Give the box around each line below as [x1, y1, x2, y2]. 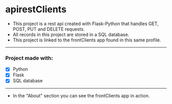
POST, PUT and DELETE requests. [12, 26, 85, 32]
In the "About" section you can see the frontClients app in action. [12, 93, 150, 99]
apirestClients [5, 4, 67, 15]
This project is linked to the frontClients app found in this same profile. [12, 37, 161, 43]
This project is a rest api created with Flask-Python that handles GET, [12, 20, 159, 27]
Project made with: [5, 54, 53, 61]
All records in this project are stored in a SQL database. [12, 31, 130, 37]
